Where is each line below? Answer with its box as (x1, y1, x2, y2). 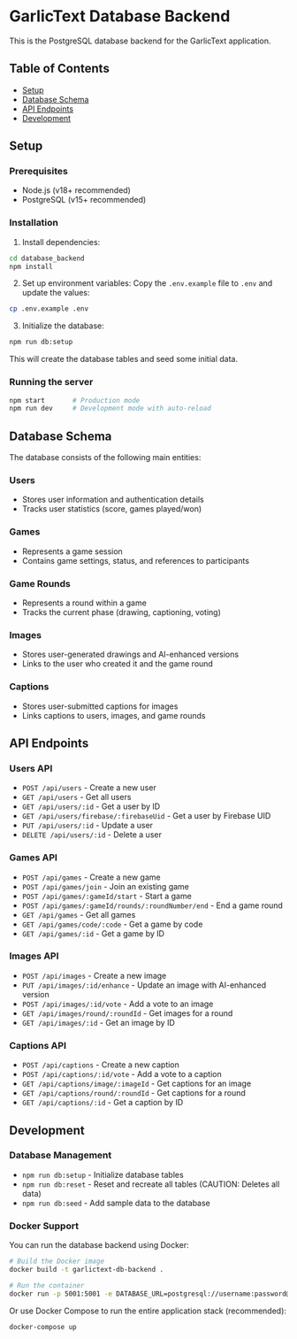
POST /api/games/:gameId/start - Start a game (21, 890, 192, 901)
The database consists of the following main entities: (9, 452, 202, 463)
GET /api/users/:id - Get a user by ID (21, 801, 161, 812)
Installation (9, 217, 59, 229)
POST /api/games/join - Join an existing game (21, 881, 190, 891)
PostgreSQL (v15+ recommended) (21, 195, 147, 205)
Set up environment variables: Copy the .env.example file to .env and (21, 278, 273, 289)
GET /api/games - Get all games (21, 909, 136, 920)
